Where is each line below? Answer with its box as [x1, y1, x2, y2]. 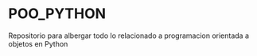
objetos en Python [8, 39, 68, 48]
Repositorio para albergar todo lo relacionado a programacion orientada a [8, 31, 249, 40]
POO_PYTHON [8, 5, 106, 23]
